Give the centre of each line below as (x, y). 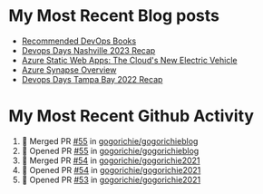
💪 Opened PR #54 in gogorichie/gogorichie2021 (111, 170)
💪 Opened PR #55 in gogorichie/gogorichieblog (110, 150)
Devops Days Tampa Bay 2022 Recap (92, 79)
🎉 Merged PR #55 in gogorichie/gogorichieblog (110, 141)
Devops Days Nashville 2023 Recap (88, 50)
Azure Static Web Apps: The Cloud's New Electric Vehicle (129, 60)
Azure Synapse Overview (69, 70)
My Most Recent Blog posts (114, 16)
